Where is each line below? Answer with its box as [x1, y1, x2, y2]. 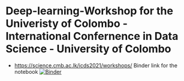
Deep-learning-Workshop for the [5, 4, 173, 18]
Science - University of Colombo [5, 42, 171, 56]
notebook [14, 68, 38, 75]
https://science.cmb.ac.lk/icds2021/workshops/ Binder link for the [14, 61, 178, 69]
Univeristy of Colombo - [5, 17, 128, 30]
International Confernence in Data [5, 30, 179, 43]
